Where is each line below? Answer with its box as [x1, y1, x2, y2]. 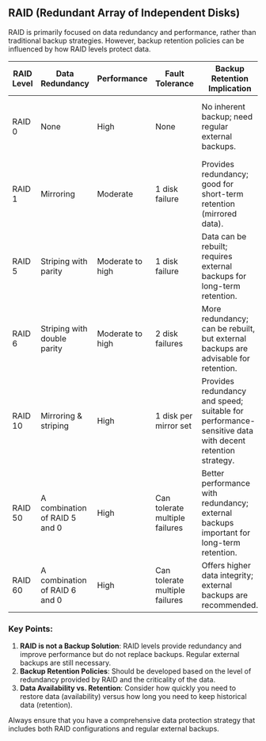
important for [201, 527, 251, 538]
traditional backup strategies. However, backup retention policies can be [8, 36, 245, 45]
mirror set [155, 420, 192, 431]
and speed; [201, 395, 244, 407]
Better [201, 468, 225, 479]
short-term [201, 188, 244, 199]
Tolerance [155, 78, 194, 89]
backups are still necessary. [19, 658, 112, 668]
